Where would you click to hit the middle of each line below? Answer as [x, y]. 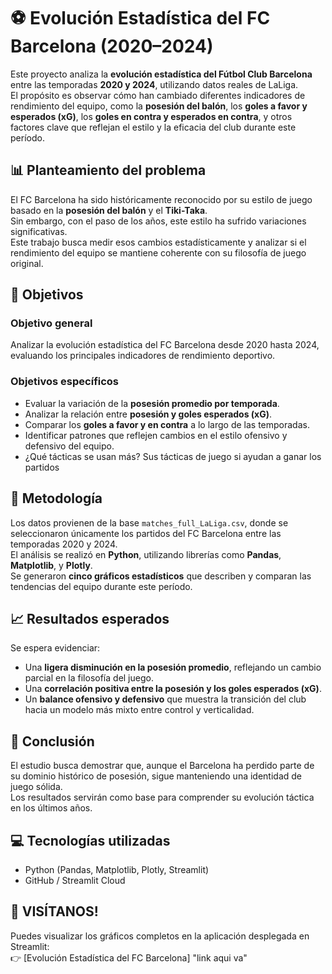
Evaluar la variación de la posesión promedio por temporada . [152, 403]
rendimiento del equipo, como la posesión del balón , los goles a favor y [159, 106]
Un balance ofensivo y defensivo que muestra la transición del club [165, 699]
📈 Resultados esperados [90, 618]
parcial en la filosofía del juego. [89, 678]
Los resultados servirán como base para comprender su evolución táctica [162, 797]
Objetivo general [51, 323]
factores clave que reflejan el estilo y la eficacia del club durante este [153, 127]
